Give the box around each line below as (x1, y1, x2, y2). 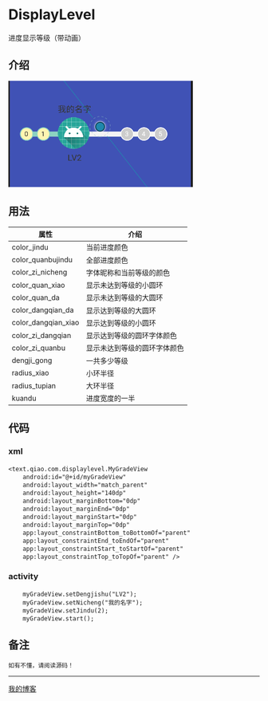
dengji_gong (11, 356, 53, 365)
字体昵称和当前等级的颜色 (85, 267, 170, 277)
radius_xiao (11, 368, 49, 378)
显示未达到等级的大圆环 (85, 293, 164, 302)
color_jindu (11, 242, 49, 252)
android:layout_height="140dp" (22, 489, 127, 497)
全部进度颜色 (85, 255, 128, 265)
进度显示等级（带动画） (8, 33, 85, 42)
